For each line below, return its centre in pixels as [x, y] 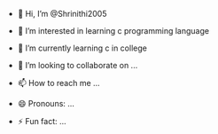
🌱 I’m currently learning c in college [82, 48]
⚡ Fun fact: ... [42, 121]
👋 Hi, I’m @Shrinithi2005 [62, 14]
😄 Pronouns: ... [46, 103]
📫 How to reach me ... [58, 83]
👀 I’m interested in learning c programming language [113, 31]
